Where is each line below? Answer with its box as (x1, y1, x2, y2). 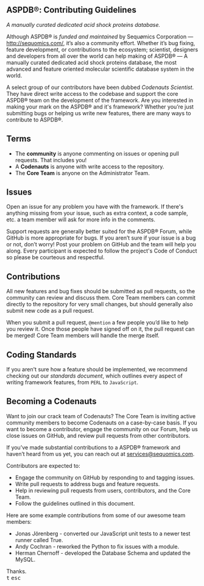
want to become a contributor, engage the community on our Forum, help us (6, 425, 198, 432)
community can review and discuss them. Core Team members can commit (6, 294, 196, 301)
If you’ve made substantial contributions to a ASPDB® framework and (6, 443, 181, 451)
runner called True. (15, 536, 63, 543)
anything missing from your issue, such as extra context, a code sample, (6, 210, 188, 217)
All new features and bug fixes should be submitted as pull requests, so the (6, 288, 195, 295)
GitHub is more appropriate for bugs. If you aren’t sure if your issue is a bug (6, 234, 196, 241)
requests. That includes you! (15, 156, 87, 163)
